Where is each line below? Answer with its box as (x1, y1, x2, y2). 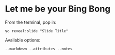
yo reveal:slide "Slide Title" (5, 28, 68, 33)
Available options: (5, 37, 41, 43)
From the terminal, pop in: (5, 19, 57, 25)
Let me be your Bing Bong (5, 3, 111, 14)
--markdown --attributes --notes (5, 46, 73, 51)
